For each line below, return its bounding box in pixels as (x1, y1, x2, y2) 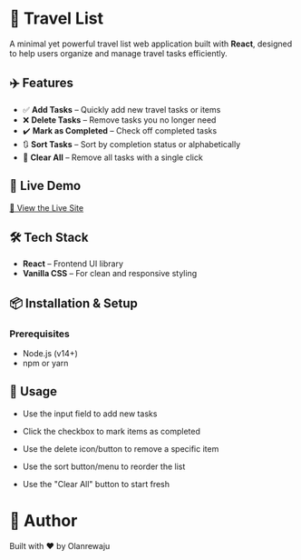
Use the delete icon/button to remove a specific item (22, 443, 219, 454)
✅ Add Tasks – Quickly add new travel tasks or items (22, 104, 221, 115)
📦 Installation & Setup (9, 295, 139, 311)
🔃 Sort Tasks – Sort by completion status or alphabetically (22, 138, 241, 149)
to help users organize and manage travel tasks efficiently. (9, 47, 228, 58)
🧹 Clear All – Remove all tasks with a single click (22, 152, 204, 163)
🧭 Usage (9, 384, 57, 399)
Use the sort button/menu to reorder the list (22, 461, 186, 472)
